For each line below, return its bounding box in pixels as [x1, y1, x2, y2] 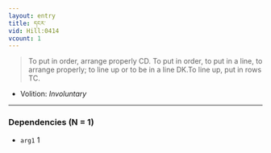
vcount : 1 [8, 34, 42, 43]
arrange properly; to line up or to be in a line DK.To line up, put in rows [27, 65, 262, 75]
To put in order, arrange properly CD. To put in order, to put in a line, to [27, 56, 263, 66]
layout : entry [8, 11, 56, 20]
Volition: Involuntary [19, 89, 87, 99]
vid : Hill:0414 [8, 27, 60, 35]
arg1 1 [19, 134, 40, 145]
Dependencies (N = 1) [8, 117, 94, 128]
